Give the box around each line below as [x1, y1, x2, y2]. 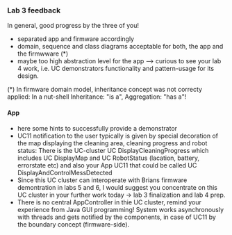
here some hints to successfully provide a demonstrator [17, 124, 178, 132]
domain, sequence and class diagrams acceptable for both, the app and [17, 42, 224, 51]
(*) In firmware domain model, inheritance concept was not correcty [7, 86, 203, 94]
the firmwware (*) [17, 49, 69, 58]
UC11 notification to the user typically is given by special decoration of [17, 131, 219, 140]
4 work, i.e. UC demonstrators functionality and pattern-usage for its [17, 65, 214, 73]
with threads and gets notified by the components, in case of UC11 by [17, 213, 217, 221]
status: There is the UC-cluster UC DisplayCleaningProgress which [17, 146, 209, 154]
